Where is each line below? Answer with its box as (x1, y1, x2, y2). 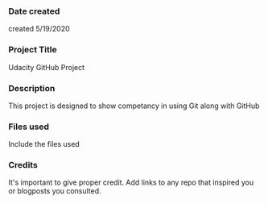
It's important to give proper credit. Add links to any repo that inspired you (8, 177, 254, 187)
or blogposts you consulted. (8, 186, 102, 196)
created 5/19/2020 (8, 24, 70, 34)
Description (8, 82, 56, 94)
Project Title (8, 44, 58, 56)
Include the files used (8, 139, 80, 149)
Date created (8, 6, 60, 17)
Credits (8, 160, 38, 171)
